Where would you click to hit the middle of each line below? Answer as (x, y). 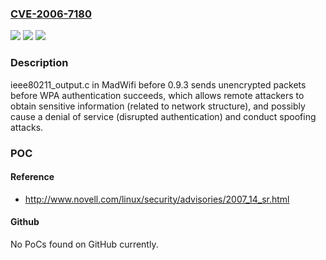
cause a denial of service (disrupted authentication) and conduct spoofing (163, 116)
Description (39, 63)
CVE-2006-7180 (51, 14)
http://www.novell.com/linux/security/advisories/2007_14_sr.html (157, 199)
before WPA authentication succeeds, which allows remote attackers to (157, 95)
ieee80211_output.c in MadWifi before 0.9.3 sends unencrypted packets (158, 84)
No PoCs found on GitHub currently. (84, 244)
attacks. (27, 127)
